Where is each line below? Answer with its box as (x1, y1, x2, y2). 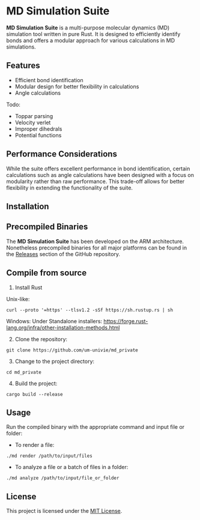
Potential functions (14, 131, 62, 139)
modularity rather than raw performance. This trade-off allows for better (6, 178, 185, 185)
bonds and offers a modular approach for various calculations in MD (6, 37, 175, 44)
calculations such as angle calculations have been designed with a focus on (6, 171, 194, 178)
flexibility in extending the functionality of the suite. (6, 184, 133, 191)
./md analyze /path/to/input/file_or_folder (6, 475, 120, 481)
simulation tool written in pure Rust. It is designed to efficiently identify (6, 30, 181, 37)
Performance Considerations (6, 149, 117, 160)
